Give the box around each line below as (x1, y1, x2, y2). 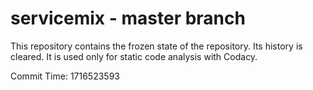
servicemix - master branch (10, 7, 246, 30)
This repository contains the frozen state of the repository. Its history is (10, 40, 303, 52)
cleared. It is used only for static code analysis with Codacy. (10, 50, 258, 62)
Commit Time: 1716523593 (10, 70, 120, 82)
